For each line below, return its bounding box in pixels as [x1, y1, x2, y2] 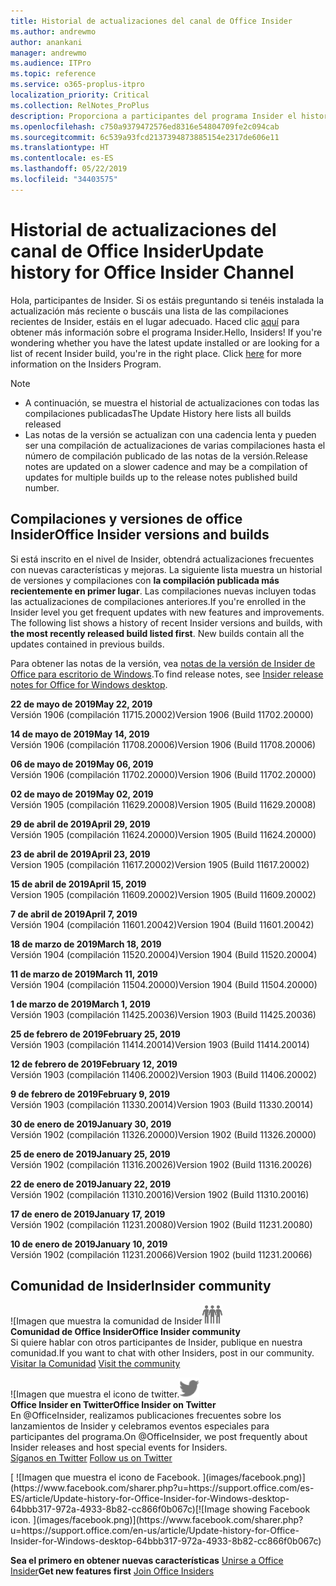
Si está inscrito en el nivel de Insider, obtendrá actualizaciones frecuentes [10, 553, 315, 565]
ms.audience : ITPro [10, 58, 92, 69]
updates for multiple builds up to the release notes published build [24, 471, 298, 483]
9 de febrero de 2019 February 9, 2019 [10, 1088, 170, 1100]
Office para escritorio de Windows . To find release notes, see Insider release [10, 668, 324, 680]
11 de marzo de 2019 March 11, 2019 [10, 968, 158, 980]
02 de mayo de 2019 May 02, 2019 [10, 788, 154, 800]
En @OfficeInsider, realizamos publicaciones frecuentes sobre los [10, 1410, 282, 1422]
